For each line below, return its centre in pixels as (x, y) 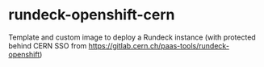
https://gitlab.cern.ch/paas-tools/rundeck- (159, 45)
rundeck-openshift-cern (92, 15)
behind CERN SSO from (48, 45)
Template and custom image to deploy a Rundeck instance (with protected (132, 37)
